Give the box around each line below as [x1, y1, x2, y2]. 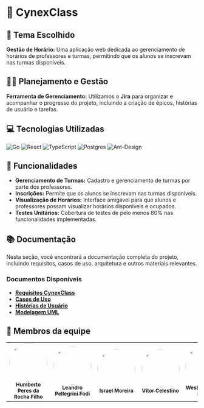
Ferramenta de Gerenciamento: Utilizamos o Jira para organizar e [6, 93, 173, 100]
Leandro [62, 384, 83, 392]
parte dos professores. [15, 183, 73, 191]
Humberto [16, 381, 41, 389]
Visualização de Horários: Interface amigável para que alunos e [15, 196, 176, 203]
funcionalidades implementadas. [15, 216, 97, 223]
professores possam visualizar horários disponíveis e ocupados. [15, 203, 177, 210]
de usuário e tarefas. [6, 105, 58, 113]
